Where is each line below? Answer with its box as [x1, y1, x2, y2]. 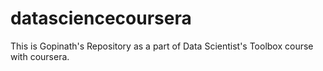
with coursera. [10, 50, 70, 62]
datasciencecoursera [10, 7, 192, 30]
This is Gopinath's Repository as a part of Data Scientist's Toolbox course [10, 40, 314, 52]
